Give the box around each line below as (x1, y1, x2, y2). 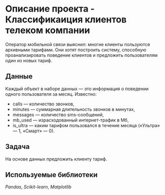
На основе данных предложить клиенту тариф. (5, 155, 107, 162)
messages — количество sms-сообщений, (12, 111, 104, 118)
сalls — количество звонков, (12, 101, 74, 107)
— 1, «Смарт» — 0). (12, 128, 55, 134)
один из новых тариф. (5, 57, 52, 63)
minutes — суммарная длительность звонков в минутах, (12, 106, 135, 112)
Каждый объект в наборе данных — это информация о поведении (5, 86, 149, 92)
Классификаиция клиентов (5, 14, 127, 25)
